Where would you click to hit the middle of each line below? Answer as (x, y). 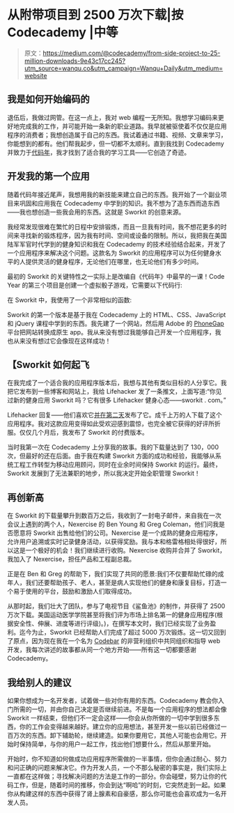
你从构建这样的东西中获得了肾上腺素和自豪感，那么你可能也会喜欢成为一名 (114, 793)
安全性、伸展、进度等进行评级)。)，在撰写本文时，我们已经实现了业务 (111, 624)
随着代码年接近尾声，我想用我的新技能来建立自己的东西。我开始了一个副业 (114, 194)
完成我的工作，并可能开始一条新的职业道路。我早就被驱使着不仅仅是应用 (123, 126)
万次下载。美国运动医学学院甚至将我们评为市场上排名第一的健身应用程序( (112, 615)
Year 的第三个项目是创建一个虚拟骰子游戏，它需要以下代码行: (95, 285)
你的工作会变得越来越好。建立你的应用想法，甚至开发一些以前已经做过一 (123, 727)
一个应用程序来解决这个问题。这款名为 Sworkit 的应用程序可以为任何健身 (111, 253)
